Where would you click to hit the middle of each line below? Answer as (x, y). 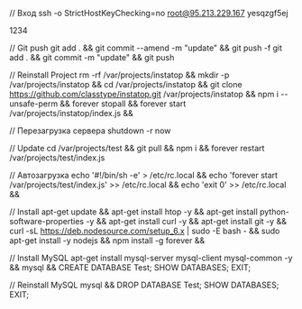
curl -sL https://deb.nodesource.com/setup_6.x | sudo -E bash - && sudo (145, 231)
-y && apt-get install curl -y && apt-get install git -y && (186, 221)
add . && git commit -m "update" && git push (92, 57)
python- (275, 212)
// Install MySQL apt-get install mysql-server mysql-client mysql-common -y (151, 258)
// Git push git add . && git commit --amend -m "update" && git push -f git (146, 48)
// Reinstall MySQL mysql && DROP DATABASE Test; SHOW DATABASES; (144, 285)
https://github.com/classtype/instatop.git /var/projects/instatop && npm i (144, 94)
